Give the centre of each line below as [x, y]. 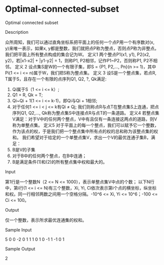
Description [17, 32]
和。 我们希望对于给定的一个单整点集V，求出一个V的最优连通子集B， [82, 137]
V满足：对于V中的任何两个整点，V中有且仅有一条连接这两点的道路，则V [85, 119]
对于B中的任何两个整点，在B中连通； [49, 156]
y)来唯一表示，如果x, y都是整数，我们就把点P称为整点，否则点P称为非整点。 [82, 48]
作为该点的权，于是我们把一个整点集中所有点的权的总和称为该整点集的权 [85, 131]
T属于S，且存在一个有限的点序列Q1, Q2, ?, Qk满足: [56, 79]
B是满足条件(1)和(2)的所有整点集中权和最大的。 [60, 162]
